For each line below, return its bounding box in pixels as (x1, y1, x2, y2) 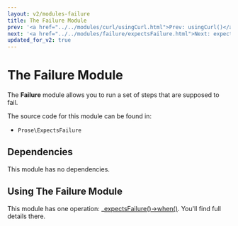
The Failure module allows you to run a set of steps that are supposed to (7, 91, 220, 99)
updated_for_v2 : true (7, 37, 72, 44)
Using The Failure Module (7, 186, 123, 198)
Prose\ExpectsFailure (17, 127, 81, 135)
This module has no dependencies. (7, 164, 110, 174)
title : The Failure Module (7, 17, 87, 24)
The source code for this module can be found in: (7, 112, 152, 120)
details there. (7, 212, 46, 220)
